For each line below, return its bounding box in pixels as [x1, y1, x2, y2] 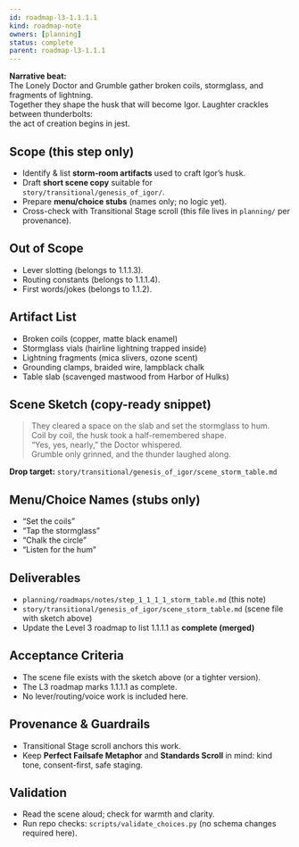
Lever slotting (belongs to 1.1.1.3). [21, 264, 144, 275]
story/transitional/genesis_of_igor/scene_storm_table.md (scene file [21, 603, 284, 614]
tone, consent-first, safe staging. [21, 760, 143, 770]
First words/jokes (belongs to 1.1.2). [21, 283, 153, 295]
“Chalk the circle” [21, 535, 87, 545]
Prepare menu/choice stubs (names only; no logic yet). [21, 195, 228, 206]
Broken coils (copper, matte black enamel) [21, 333, 179, 344]
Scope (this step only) [9, 144, 135, 159]
